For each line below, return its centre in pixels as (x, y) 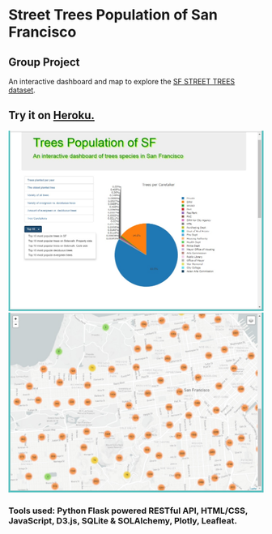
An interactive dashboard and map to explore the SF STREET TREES (122, 81)
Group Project (44, 62)
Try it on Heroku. (51, 115)
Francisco (42, 32)
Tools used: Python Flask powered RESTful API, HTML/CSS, (128, 511)
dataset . (22, 90)
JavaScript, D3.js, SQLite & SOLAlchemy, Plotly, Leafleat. (123, 520)
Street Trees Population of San (113, 15)
